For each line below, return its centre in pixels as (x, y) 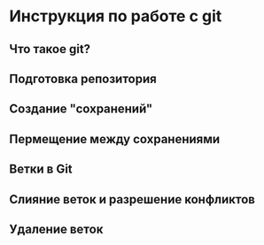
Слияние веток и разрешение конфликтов (132, 199)
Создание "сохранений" (81, 109)
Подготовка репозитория (83, 78)
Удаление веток (56, 229)
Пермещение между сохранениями (115, 139)
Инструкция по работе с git (116, 16)
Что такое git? (50, 49)
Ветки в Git (41, 169)
